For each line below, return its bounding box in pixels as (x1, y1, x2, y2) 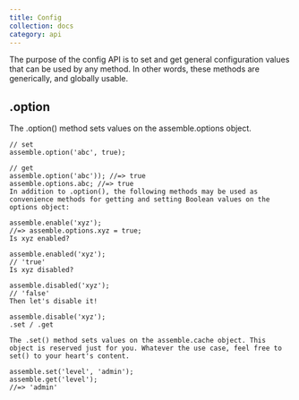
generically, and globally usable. (9, 73, 128, 84)
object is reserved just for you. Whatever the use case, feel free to (9, 344, 282, 353)
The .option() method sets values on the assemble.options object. (9, 123, 252, 134)
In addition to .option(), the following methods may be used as (9, 187, 258, 197)
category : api (9, 30, 63, 38)
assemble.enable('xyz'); (9, 218, 102, 228)
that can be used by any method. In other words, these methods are (9, 64, 260, 74)
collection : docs (9, 21, 74, 30)
